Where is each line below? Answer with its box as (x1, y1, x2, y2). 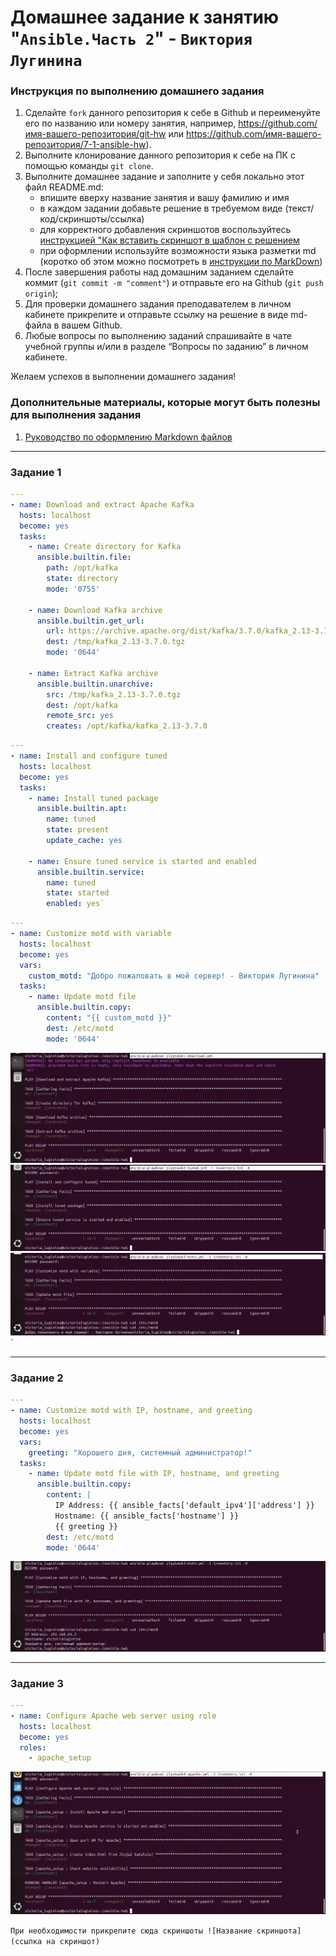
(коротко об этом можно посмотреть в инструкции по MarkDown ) (39, 256, 323, 268)
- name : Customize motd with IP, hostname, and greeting (10, 1406, 253, 1416)
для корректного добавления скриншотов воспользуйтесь (39, 224, 292, 236)
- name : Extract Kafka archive (28, 668, 159, 678)
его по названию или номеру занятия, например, (24, 117, 237, 130)
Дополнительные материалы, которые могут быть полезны (10, 396, 321, 410)
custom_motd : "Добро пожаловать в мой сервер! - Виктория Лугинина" (28, 971, 320, 981)
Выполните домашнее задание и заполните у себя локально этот (24, 171, 305, 183)
